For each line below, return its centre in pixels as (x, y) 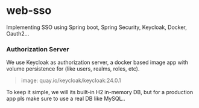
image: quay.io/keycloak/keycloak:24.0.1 (71, 81)
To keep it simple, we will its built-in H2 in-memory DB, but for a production (100, 92)
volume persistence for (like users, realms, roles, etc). (73, 69)
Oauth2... (18, 33)
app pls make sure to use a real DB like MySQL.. (66, 99)
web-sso (29, 11)
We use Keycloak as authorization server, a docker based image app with (97, 62)
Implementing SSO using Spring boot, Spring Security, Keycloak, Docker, (96, 27)
